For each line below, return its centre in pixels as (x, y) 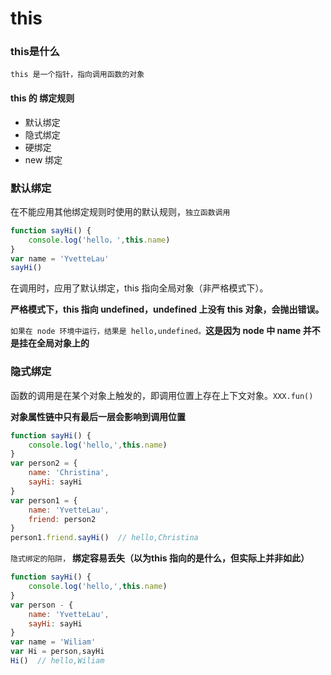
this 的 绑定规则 (42, 98)
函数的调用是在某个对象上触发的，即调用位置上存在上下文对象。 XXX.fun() (162, 395)
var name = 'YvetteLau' (60, 258)
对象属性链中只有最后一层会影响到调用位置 (98, 416)
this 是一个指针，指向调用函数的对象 (77, 75)
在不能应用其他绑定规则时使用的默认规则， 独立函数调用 (120, 211)
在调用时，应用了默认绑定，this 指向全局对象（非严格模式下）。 (139, 288)
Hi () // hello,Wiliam (57, 661)
